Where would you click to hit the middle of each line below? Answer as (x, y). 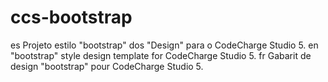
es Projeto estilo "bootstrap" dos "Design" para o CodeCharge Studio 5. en (164, 45)
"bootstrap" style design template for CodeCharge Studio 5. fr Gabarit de (161, 55)
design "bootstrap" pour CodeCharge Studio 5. (107, 66)
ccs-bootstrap (71, 17)
